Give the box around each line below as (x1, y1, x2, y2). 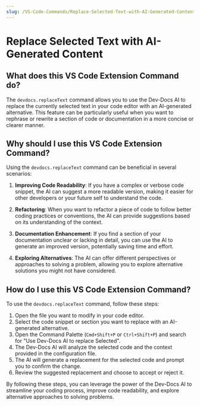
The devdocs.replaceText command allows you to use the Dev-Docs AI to (6, 96, 186, 103)
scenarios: (6, 170, 32, 177)
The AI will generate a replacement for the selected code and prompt (14, 356, 185, 364)
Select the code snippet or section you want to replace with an (14, 318, 168, 325)
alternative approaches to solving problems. (6, 393, 114, 401)
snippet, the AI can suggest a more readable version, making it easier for (14, 188, 193, 195)
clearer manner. (6, 121, 45, 128)
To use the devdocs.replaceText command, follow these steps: (6, 300, 160, 307)
